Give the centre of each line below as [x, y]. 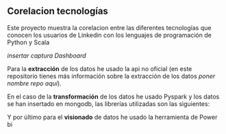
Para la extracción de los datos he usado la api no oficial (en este [100, 68]
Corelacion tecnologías [58, 11]
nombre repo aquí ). [34, 83]
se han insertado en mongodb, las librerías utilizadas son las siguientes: [109, 104]
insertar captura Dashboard [47, 55]
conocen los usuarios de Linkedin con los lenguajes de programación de [110, 35]
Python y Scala [28, 42]
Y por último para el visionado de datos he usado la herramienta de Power [112, 117]
